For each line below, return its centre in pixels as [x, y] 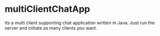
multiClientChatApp [47, 9]
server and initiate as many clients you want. [51, 28]
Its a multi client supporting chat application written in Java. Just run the [80, 23]
